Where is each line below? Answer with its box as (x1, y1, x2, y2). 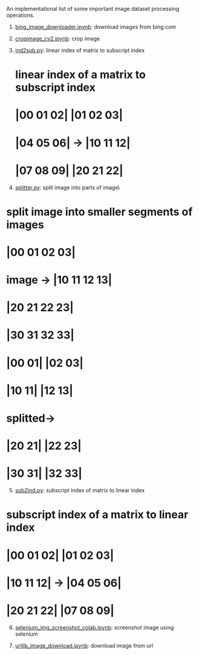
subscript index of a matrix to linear (6, 508, 189, 522)
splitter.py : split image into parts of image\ (15, 184, 120, 191)
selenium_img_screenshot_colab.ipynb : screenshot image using (15, 624, 174, 631)
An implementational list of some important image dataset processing (6, 5, 180, 12)
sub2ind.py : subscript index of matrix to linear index (15, 487, 145, 494)
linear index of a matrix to (15, 68, 146, 82)
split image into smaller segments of (6, 205, 193, 218)
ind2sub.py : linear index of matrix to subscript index (15, 47, 145, 54)
